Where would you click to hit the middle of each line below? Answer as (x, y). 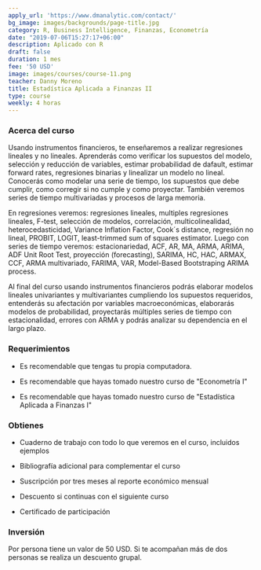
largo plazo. (27, 329)
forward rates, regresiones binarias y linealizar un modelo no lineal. (116, 173)
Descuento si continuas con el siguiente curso (94, 497)
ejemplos (34, 451)
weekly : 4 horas (34, 103)
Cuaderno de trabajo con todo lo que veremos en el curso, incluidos (129, 443)
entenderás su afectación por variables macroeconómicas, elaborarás (121, 303)
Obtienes (26, 425)
